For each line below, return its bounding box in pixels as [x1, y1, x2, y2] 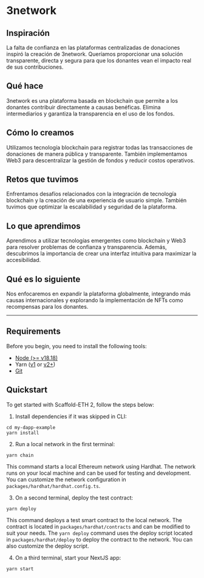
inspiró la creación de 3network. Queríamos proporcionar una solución [6, 50, 183, 58]
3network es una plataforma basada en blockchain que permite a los [6, 97, 178, 104]
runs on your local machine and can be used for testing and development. [6, 469, 191, 477]
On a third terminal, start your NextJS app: [15, 554, 121, 561]
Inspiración [6, 28, 50, 38]
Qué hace [6, 81, 44, 91]
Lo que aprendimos [6, 221, 81, 231]
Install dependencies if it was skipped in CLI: [15, 413, 127, 420]
